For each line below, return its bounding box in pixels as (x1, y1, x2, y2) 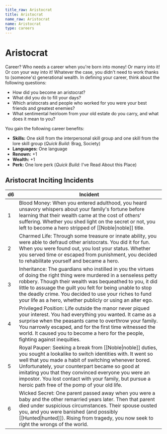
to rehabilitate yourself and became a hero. (19, 257, 119, 264)
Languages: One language (12, 146, 68, 152)
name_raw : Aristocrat (5, 16, 50, 21)
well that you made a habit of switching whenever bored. (19, 356, 151, 363)
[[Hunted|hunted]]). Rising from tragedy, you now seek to (19, 415, 154, 422)
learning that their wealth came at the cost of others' (19, 212, 142, 218)
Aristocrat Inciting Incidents (5, 176, 94, 185)
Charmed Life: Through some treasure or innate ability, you (19, 232, 157, 239)
